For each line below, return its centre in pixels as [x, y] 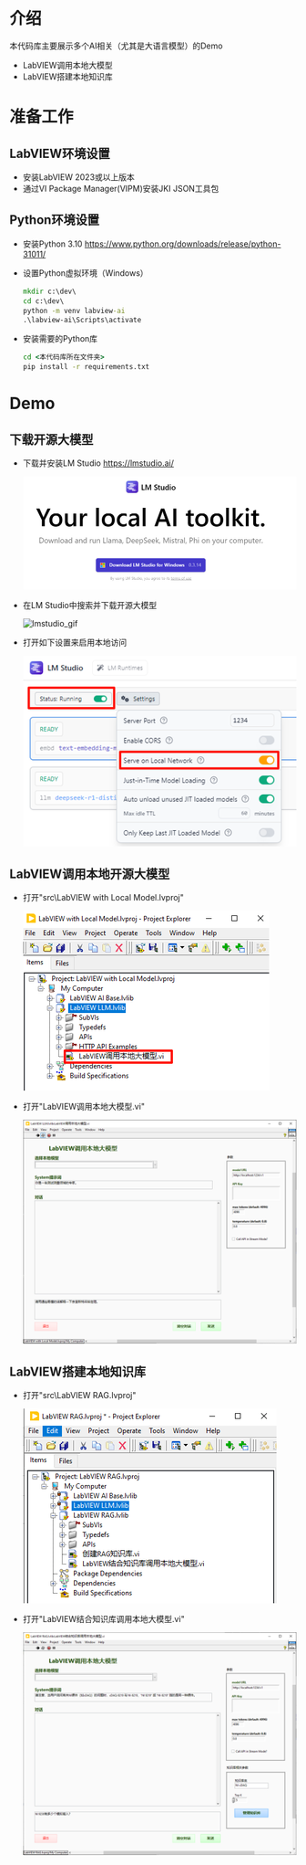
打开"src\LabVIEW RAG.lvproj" [79, 1396]
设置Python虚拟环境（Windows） [85, 273]
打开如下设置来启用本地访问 [75, 642]
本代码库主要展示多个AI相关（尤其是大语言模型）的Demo [116, 46]
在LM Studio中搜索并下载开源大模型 [90, 605]
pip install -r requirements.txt [86, 367]
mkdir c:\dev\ [49, 291]
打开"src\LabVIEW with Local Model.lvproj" [103, 898]
